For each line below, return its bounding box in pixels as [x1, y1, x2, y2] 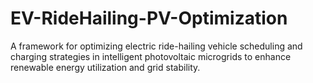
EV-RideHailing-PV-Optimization [10, 7, 288, 30]
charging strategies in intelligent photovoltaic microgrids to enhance [10, 50, 292, 62]
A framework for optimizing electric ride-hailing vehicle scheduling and [10, 40, 303, 52]
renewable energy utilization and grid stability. [10, 61, 201, 73]
